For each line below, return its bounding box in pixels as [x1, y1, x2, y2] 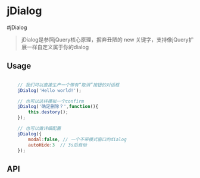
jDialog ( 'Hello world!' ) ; [17, 87, 82, 93]
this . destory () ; [28, 109, 68, 115]
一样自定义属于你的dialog [26, 43, 89, 50]
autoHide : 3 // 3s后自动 [28, 142, 87, 148]
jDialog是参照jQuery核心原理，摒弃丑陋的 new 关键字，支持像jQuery [21, 36, 189, 43]
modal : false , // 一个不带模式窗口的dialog [28, 136, 127, 142]
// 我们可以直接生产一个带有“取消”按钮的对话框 [17, 82, 120, 88]
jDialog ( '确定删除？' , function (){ [17, 104, 99, 110]
